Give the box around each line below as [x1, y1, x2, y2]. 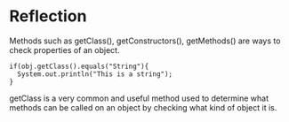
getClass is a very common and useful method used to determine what [9, 93, 269, 103]
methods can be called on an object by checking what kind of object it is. [9, 102, 277, 112]
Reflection [9, 6, 87, 27]
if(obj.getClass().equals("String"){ [9, 62, 149, 71]
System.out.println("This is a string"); [17, 69, 173, 79]
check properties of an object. [9, 44, 120, 55]
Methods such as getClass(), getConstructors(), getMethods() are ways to [9, 35, 281, 46]
